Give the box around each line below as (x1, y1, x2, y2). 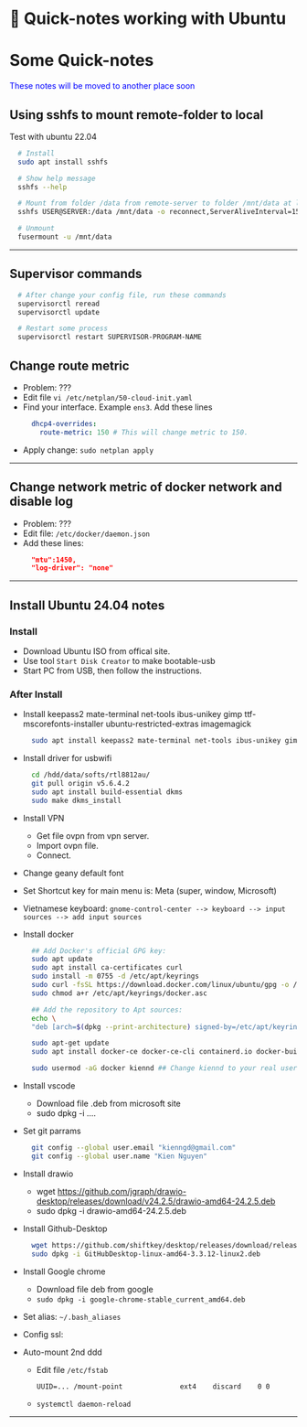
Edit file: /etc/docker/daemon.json (22, 528, 151, 539)
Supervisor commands (9, 266, 143, 282)
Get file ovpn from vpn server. (36, 830, 150, 841)
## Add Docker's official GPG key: (31, 946, 167, 955)
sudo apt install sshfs (17, 157, 108, 166)
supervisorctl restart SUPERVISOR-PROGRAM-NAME (17, 333, 203, 342)
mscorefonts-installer (22, 718, 104, 730)
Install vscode (22, 1080, 76, 1091)
